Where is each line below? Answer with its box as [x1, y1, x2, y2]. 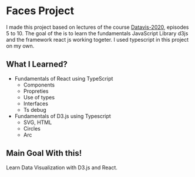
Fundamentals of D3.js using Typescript [14, 112, 112, 119]
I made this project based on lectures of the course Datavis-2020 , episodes [6, 24, 189, 31]
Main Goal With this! [6, 148, 82, 158]
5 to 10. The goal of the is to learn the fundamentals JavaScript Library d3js [6, 29, 189, 36]
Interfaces [23, 100, 49, 107]
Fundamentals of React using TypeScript [14, 75, 113, 82]
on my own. [6, 42, 35, 49]
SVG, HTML [23, 119, 52, 126]
